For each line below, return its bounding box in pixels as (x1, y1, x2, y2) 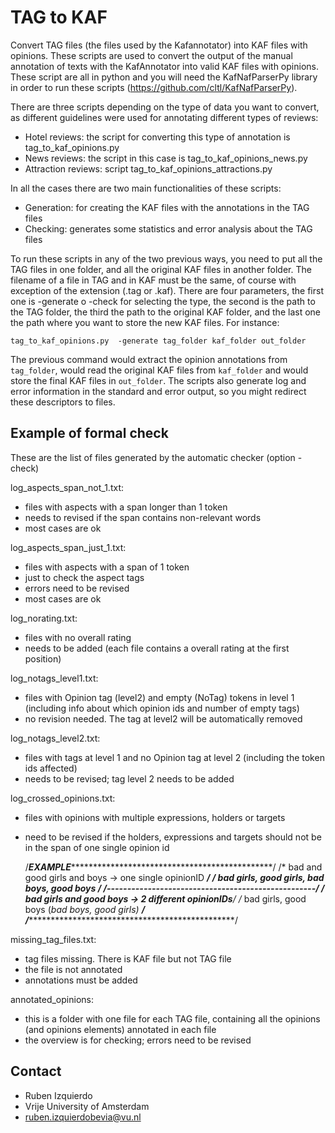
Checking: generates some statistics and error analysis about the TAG (24, 222, 313, 235)
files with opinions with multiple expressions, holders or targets (24, 811, 286, 823)
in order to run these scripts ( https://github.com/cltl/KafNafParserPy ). (10, 81, 298, 93)
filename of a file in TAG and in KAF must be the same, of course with (10, 274, 297, 286)
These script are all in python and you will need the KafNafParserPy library (10, 71, 318, 83)
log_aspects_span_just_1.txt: (10, 541, 127, 553)
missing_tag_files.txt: (10, 933, 97, 945)
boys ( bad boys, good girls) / (24, 903, 146, 915)
